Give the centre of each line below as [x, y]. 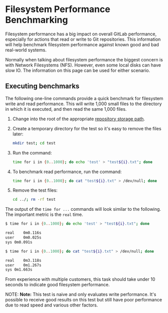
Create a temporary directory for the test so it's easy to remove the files [87, 128]
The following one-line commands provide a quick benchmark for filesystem [84, 98]
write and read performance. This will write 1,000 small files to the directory [83, 104]
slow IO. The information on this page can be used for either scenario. [78, 70]
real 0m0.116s [23, 233]
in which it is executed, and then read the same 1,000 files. [66, 109]
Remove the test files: [35, 190]
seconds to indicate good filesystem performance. [57, 285]
